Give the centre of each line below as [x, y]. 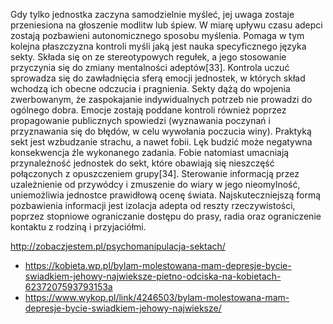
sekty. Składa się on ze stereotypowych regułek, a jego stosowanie [148, 57]
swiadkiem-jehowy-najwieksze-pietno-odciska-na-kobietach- [153, 276]
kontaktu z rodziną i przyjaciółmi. [78, 227]
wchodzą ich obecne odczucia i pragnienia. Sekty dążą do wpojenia [150, 88]
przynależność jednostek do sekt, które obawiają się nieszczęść [142, 163]
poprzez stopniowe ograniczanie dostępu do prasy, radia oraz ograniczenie [166, 216]
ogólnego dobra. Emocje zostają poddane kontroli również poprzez [148, 110]
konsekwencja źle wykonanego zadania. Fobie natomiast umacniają [150, 152]
